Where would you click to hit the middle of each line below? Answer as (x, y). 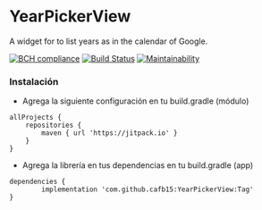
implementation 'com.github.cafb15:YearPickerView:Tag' (148, 189)
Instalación (34, 81)
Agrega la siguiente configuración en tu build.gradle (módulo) (135, 101)
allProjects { (36, 118)
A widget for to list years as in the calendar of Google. (109, 41)
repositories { (54, 126)
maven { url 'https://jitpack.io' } (110, 133)
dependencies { (38, 182)
